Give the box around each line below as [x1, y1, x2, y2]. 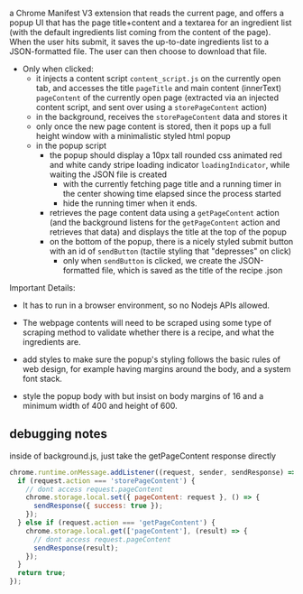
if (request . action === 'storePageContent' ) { [17, 476, 196, 486]
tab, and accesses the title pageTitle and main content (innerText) [35, 83, 282, 93]
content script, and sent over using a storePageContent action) [35, 102, 268, 112]
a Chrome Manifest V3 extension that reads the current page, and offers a [9, 8, 284, 18]
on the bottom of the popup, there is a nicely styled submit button [49, 237, 294, 246]
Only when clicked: [22, 63, 95, 74]
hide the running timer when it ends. [62, 198, 197, 209]
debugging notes [9, 426, 108, 441]
